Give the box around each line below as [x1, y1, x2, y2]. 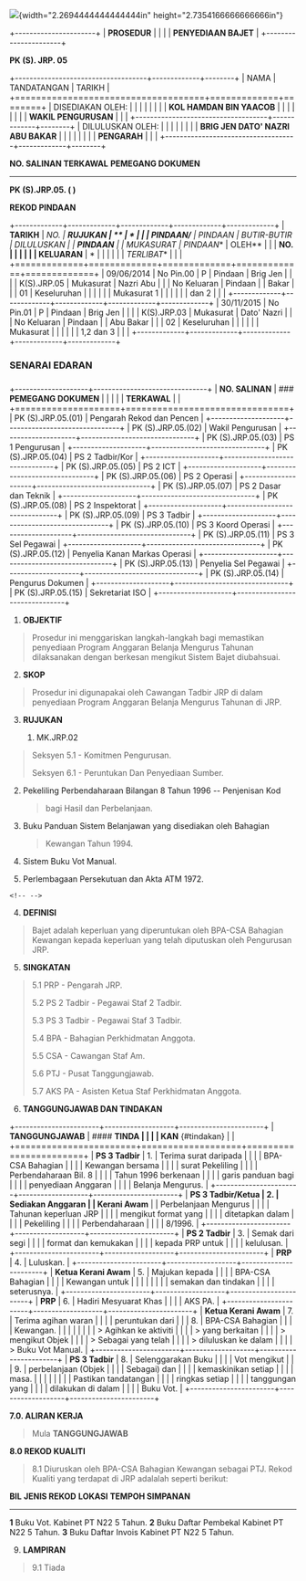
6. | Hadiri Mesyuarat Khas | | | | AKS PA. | [62, 1295, 220, 1306]
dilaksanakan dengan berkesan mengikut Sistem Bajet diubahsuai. [31, 651, 280, 662]
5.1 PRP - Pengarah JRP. [31, 979, 123, 990]
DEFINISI [22, 906, 57, 917]
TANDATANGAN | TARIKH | [9, 82, 110, 93]
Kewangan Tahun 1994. [45, 838, 134, 849]
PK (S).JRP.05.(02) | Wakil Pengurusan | [131, 422, 282, 433]
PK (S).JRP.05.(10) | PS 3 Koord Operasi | [120, 518, 275, 529]
